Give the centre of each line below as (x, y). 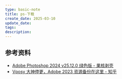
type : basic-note (23, 9)
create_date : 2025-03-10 (30, 18)
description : (18, 32)
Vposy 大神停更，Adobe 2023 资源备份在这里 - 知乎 (64, 71)
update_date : (18, 23)
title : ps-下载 (20, 14)
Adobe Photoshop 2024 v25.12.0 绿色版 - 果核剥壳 (63, 65)
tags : (10, 28)
